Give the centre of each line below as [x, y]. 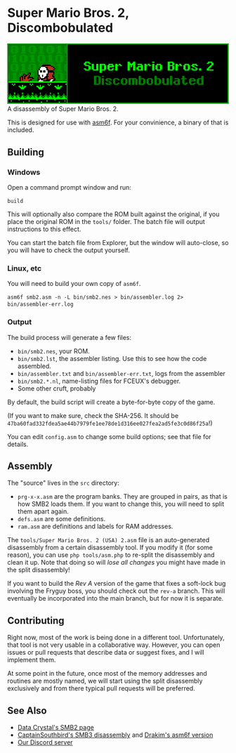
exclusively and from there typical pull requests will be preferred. [101, 688]
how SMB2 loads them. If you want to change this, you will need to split [121, 504]
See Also [27, 711]
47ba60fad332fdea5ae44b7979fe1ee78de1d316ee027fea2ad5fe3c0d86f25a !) [110, 423]
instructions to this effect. [44, 229]
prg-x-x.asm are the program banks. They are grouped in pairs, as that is [123, 497]
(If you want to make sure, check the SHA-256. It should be [93, 415]
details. [18, 444]
